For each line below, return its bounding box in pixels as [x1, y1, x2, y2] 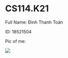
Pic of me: [5, 38, 26, 44]
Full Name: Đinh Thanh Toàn [5, 19, 64, 25]
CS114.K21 [5, 3, 49, 14]
